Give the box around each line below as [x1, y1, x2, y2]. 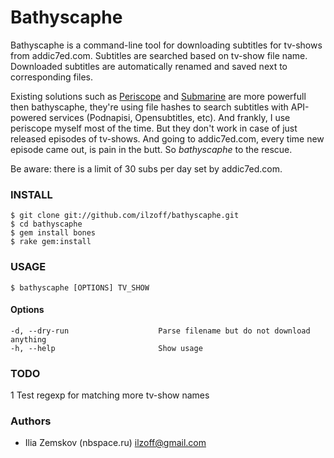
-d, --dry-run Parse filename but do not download [10, 326, 311, 336]
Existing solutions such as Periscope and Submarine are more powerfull [10, 90, 307, 102]
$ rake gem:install [10, 237, 92, 247]
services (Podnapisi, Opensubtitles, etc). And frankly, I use [48, 111, 291, 123]
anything [10, 334, 47, 345]
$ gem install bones [10, 228, 97, 238]
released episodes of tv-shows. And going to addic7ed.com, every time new [10, 132, 325, 145]
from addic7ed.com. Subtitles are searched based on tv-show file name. [10, 49, 308, 61]
